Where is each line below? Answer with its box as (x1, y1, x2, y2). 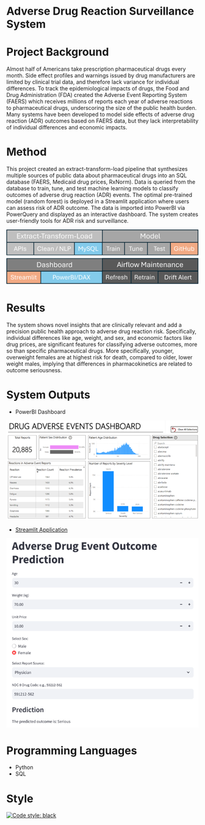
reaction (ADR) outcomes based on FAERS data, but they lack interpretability (6, 117, 199, 124)
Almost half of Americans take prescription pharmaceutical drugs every (6, 65, 186, 73)
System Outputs (6, 388, 90, 402)
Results (6, 301, 46, 315)
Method (6, 145, 47, 159)
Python (15, 764, 34, 771)
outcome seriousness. (6, 367, 62, 374)
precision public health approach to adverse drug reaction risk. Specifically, (6, 328, 197, 335)
